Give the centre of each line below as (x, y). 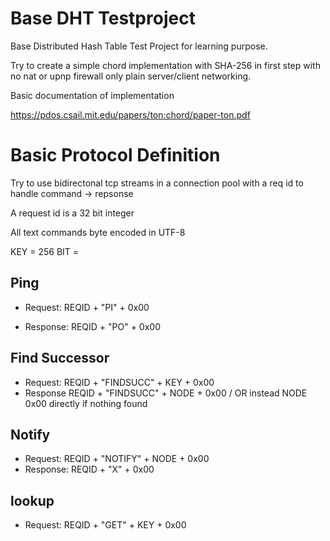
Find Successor (60, 358)
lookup (32, 500)
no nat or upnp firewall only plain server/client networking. (131, 76)
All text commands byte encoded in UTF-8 (98, 232)
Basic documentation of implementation (92, 95)
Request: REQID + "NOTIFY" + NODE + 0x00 (117, 459)
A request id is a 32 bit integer (72, 213)
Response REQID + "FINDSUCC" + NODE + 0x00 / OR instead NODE (166, 393)
